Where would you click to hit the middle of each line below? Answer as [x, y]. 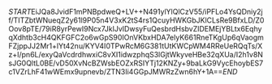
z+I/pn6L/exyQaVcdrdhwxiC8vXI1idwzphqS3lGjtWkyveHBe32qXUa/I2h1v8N [136, 55]
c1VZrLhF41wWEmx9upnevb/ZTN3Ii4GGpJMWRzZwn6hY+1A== [116, 71]
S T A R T [20, 12]
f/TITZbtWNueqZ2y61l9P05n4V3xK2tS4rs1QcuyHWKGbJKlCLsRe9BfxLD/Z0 [136, 20]
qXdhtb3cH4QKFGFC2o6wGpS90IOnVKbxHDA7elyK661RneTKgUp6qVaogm [136, 37]
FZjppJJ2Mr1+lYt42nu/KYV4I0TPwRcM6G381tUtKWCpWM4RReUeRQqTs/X [136, 46]
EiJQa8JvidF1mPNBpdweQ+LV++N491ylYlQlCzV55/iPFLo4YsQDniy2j [147, 12]
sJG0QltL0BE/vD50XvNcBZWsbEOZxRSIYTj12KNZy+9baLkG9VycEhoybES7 [136, 63]
